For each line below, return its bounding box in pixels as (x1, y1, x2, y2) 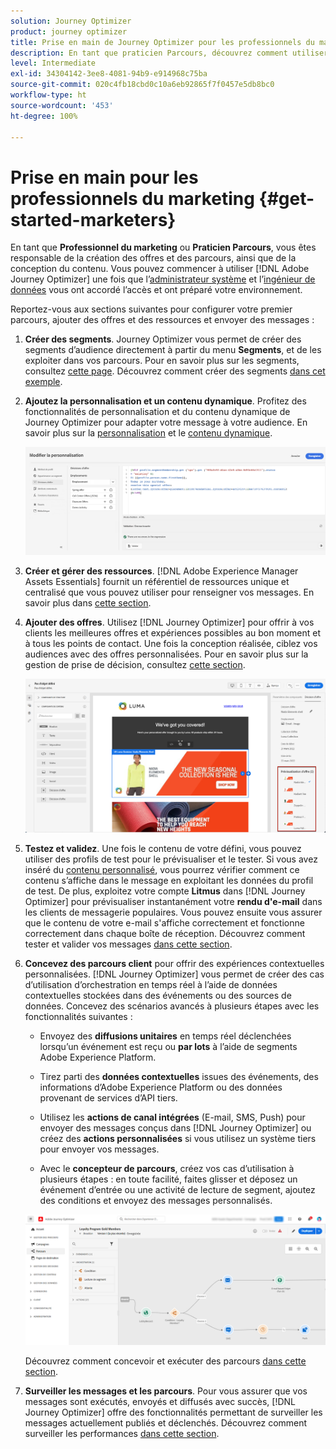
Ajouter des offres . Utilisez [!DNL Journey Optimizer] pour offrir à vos (24, 616, 315, 629)
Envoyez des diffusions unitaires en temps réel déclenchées (39, 1030, 292, 1042)
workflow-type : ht (10, 90, 87, 100)
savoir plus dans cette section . (24, 597, 152, 609)
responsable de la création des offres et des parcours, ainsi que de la (10, 252, 297, 264)
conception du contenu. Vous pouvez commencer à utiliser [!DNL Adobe (10, 263, 310, 275)
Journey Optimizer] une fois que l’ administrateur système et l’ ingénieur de (10, 273, 316, 285)
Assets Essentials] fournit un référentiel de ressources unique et (24, 576, 290, 588)
